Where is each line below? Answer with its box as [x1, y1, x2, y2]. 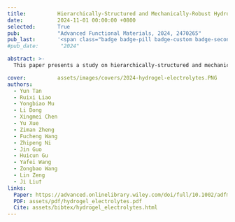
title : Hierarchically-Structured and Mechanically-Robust [7, 10, 211, 17]
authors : [7, 81, 33, 88]
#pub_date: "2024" [7, 43, 80, 50]
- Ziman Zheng [13, 126, 55, 133]
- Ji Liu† [13, 178, 42, 185]
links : [7, 184, 27, 192]
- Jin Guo [13, 146, 42, 153]
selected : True [7, 23, 71, 30]
